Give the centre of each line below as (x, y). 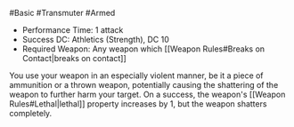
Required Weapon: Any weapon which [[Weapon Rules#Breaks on (143, 49)
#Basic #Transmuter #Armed (62, 13)
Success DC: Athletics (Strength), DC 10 (95, 40)
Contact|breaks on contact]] (74, 58)
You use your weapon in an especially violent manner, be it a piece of (137, 75)
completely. (31, 113)
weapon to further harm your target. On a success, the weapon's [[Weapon (147, 94)
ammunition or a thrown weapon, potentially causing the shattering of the (144, 85)
